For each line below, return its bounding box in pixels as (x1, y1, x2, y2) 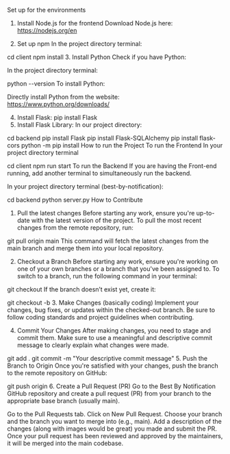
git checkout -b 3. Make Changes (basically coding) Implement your (7, 298, 199, 307)
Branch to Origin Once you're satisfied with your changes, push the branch (7, 361, 219, 370)
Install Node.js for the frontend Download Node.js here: (16, 19, 173, 27)
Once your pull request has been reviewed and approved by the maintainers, (7, 432, 223, 440)
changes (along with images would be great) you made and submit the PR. (7, 425, 218, 433)
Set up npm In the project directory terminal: (16, 40, 142, 47)
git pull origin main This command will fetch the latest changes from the (7, 237, 209, 245)
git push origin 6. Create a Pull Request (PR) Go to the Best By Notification (7, 382, 216, 390)
